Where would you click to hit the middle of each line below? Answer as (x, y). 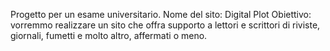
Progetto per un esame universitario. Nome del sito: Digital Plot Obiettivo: (161, 14)
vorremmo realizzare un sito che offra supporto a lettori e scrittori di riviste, (165, 25)
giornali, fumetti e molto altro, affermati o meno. (109, 35)
